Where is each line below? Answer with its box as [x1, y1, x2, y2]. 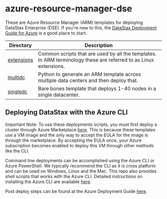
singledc [7, 88, 28, 95]
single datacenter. [38, 91, 81, 98]
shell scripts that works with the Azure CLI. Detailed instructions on [5, 173, 143, 179]
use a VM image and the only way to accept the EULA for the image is [5, 132, 148, 138]
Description [84, 42, 113, 49]
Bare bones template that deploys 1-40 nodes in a [38, 85, 157, 92]
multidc [7, 74, 25, 81]
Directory [9, 42, 32, 49]
